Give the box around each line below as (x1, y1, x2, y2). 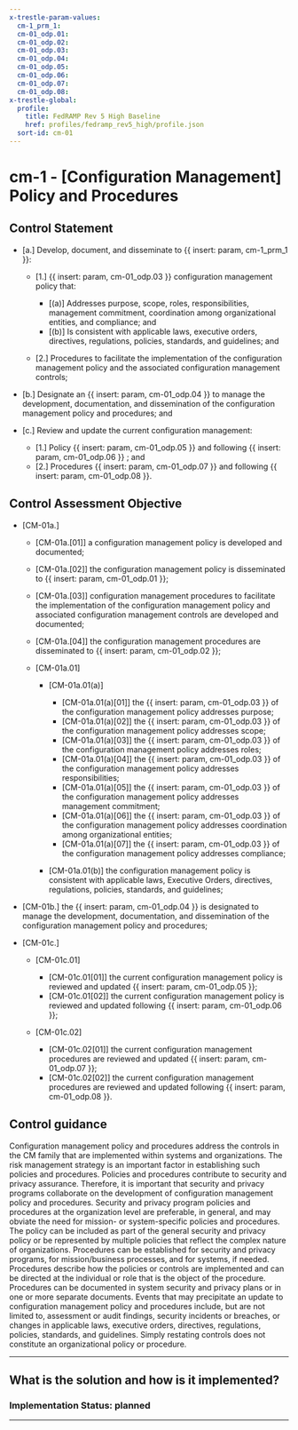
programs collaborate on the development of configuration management (9, 1188, 273, 1198)
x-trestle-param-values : (9, 12, 101, 22)
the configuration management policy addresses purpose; (61, 706, 275, 717)
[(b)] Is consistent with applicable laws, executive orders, (48, 326, 258, 337)
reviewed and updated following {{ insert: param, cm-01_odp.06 (48, 1000, 282, 1011)
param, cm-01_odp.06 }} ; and (35, 451, 145, 462)
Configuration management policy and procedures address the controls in (9, 1140, 279, 1151)
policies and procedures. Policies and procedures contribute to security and (9, 1169, 287, 1180)
